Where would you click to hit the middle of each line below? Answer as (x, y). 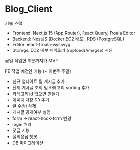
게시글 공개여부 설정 (31, 112)
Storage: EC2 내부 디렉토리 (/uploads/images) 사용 (62, 50)
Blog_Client (29, 9)
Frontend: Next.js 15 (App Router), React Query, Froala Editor (73, 33)
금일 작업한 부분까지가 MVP (31, 60)
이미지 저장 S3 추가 (31, 100)
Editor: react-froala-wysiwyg (41, 44)
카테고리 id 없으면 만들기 (36, 94)
